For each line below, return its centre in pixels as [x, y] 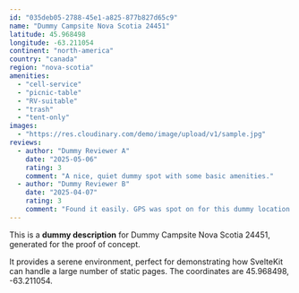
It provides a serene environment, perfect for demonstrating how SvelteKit [146, 262]
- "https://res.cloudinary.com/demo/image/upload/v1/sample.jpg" [142, 134]
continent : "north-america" [62, 51]
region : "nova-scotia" [51, 68]
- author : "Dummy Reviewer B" [73, 185]
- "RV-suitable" [47, 101]
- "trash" [35, 109]
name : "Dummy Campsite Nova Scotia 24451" [90, 26]
